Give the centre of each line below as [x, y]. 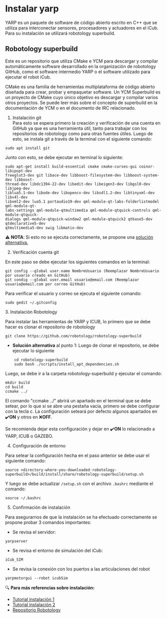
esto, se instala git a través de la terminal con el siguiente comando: [82, 139]
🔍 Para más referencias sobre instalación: [50, 587]
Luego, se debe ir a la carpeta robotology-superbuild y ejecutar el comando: [83, 373]
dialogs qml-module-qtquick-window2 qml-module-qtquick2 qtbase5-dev [79, 219]
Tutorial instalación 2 [34, 604]
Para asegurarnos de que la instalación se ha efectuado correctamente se [81, 517]
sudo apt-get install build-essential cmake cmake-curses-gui [71, 166]
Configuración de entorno [39, 445]
